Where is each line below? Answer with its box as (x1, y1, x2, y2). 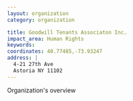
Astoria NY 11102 (13, 67, 63, 74)
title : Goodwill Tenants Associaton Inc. (7, 29, 128, 36)
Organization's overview (7, 86, 76, 94)
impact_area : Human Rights (7, 35, 84, 42)
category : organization (7, 16, 75, 23)
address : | (7, 54, 38, 62)
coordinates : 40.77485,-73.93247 (7, 48, 103, 55)
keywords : (7, 42, 36, 49)
